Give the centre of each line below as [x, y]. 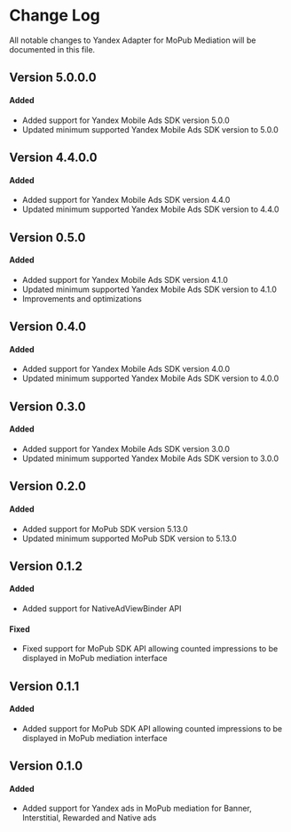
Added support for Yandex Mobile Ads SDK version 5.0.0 [126, 120]
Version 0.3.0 [47, 406]
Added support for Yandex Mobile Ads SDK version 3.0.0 [126, 448]
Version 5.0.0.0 [53, 78]
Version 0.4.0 [48, 327]
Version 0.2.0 [48, 486]
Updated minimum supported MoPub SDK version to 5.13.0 [129, 538]
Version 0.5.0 [47, 237]
